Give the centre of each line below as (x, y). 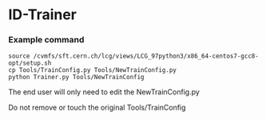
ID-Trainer (43, 15)
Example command (46, 40)
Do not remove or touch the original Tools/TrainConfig (97, 108)
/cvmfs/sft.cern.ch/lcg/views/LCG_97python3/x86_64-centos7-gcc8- (146, 56)
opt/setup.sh (30, 63)
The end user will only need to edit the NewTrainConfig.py (104, 92)
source (19, 56)
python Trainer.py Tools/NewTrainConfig (77, 78)
